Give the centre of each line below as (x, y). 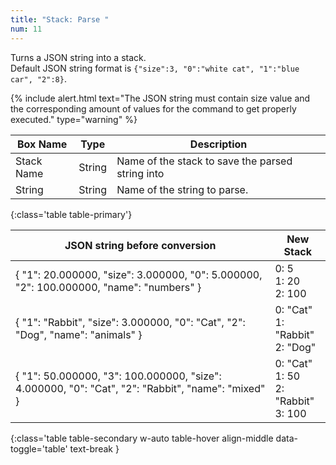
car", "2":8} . (38, 78)
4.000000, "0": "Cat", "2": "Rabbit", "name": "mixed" (140, 388)
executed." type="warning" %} (74, 119)
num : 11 (26, 29)
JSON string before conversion (140, 245)
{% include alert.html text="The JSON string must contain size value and (160, 98)
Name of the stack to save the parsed (204, 161)
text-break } (94, 448)
